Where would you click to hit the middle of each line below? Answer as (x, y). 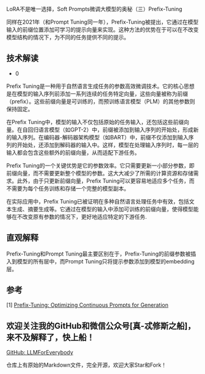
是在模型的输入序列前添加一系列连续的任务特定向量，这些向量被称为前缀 (97, 94)
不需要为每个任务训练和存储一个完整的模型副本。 (68, 188)
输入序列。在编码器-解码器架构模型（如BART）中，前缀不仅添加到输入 (100, 137)
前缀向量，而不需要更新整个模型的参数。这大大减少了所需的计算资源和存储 (100, 173)
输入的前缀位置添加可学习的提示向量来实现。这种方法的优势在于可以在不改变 (103, 30)
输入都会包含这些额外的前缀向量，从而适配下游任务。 (73, 152)
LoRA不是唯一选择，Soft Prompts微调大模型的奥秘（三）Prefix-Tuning (94, 9)
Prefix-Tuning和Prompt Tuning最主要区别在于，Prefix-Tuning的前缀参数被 (99, 254)
